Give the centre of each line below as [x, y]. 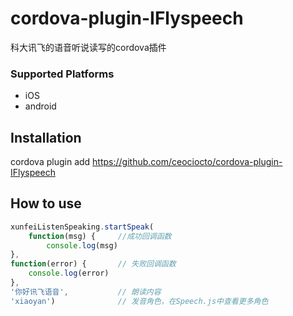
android [40, 106]
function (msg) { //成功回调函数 [100, 236]
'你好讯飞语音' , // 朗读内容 [86, 292]
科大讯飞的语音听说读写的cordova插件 [88, 47]
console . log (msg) [82, 245]
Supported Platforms [62, 74]
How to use [46, 203]
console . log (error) [69, 273]
